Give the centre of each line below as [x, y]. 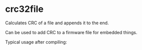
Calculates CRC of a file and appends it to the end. [57, 23]
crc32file [24, 9]
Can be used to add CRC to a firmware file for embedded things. [71, 32]
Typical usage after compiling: [36, 42]
